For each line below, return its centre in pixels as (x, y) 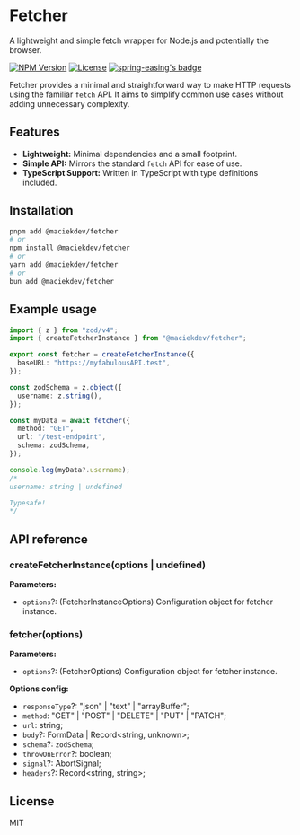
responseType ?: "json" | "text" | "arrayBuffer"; (106, 707)
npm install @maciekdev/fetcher (70, 248)
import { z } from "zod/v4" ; (64, 330)
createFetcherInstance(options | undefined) (108, 565)
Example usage (53, 309)
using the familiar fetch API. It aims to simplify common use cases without (146, 94)
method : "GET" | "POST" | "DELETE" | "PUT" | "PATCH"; (124, 716)
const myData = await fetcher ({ (70, 420)
